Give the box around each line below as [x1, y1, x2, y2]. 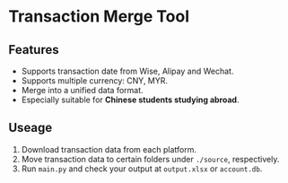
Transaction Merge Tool [8, 6, 190, 27]
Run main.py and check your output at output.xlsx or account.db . [21, 163, 263, 174]
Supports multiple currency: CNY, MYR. [21, 75, 168, 86]
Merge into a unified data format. [21, 85, 144, 95]
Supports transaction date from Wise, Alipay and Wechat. [21, 65, 234, 76]
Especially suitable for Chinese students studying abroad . [21, 94, 240, 105]
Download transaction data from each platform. [21, 144, 196, 154]
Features [8, 42, 59, 57]
